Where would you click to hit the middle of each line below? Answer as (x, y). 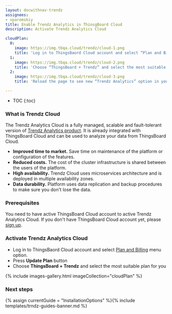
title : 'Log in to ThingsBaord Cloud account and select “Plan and (88, 53)
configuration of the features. (44, 157)
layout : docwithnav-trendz (34, 10)
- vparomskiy (19, 20)
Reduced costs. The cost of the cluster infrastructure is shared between (89, 162)
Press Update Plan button (40, 261)
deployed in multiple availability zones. (53, 179)
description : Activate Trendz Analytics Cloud (56, 29)
